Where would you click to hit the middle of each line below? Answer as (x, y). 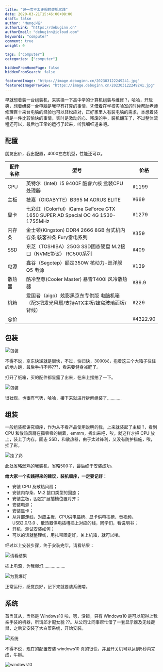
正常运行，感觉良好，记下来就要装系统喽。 (48, 587)
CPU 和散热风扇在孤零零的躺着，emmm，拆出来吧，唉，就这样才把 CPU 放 (80, 433)
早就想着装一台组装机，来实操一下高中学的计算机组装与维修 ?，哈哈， (75, 99)
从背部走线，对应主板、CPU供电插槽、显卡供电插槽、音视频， (74, 517)
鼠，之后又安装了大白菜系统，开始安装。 (45, 628)
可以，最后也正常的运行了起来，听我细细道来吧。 (62, 124)
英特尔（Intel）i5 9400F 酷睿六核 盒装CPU (75, 183)
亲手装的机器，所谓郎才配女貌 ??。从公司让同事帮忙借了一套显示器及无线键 (80, 622)
